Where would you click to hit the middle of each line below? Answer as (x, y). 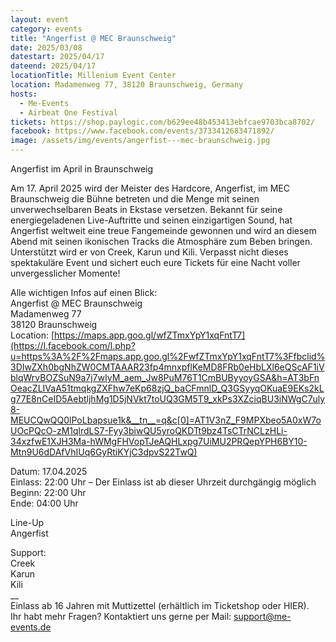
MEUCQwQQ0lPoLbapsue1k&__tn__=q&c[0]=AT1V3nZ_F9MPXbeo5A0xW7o (166, 420)
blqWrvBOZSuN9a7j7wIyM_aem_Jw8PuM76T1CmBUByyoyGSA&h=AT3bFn (165, 377)
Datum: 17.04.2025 (49, 471)
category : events (46, 29)
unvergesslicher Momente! (65, 273)
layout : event (40, 19)
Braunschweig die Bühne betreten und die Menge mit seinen (135, 199)
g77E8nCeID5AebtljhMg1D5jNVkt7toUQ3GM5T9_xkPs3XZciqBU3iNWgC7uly (168, 399)
